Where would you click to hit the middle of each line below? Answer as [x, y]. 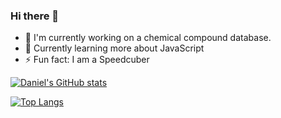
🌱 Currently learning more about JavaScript [114, 48]
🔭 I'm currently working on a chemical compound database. [148, 38]
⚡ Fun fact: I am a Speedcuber [87, 60]
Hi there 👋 [35, 16]
